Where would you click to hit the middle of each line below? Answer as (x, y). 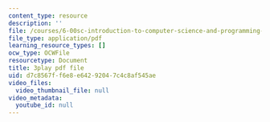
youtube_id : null (45, 105)
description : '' (35, 23)
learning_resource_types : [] (57, 46)
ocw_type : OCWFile (39, 53)
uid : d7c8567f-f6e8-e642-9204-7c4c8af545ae (82, 75)
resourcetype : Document (48, 61)
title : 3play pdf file (46, 68)
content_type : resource (48, 16)
